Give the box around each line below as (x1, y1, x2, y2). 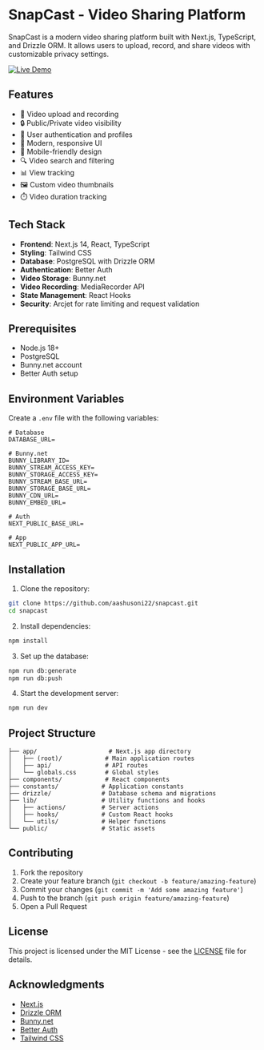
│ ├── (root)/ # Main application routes (8, 754, 195, 762)
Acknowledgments (8, 978, 106, 992)
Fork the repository (19, 867, 84, 877)
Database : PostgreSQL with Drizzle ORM (19, 256, 155, 266)
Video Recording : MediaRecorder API (19, 282, 146, 292)
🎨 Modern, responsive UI (19, 138, 102, 147)
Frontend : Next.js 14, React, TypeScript (19, 239, 150, 249)
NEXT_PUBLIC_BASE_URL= (8, 520, 84, 528)
